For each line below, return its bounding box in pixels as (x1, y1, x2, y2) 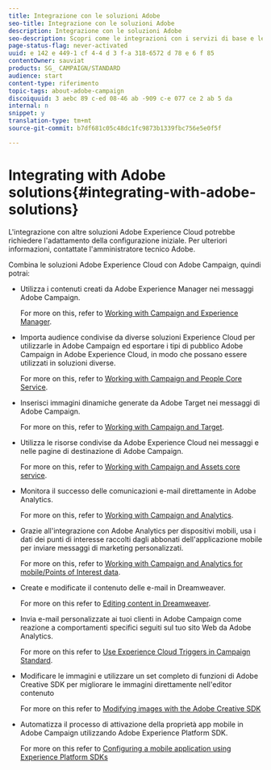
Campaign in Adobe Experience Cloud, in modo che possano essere (19, 349, 248, 359)
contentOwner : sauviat (8, 57, 85, 65)
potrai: (8, 268, 31, 278)
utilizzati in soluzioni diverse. (19, 358, 116, 368)
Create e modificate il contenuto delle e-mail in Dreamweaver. (19, 582, 226, 593)
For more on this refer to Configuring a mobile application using (19, 743, 231, 753)
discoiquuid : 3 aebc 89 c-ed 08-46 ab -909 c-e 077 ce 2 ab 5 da (8, 94, 232, 102)
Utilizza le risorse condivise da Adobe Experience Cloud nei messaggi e (19, 437, 260, 447)
